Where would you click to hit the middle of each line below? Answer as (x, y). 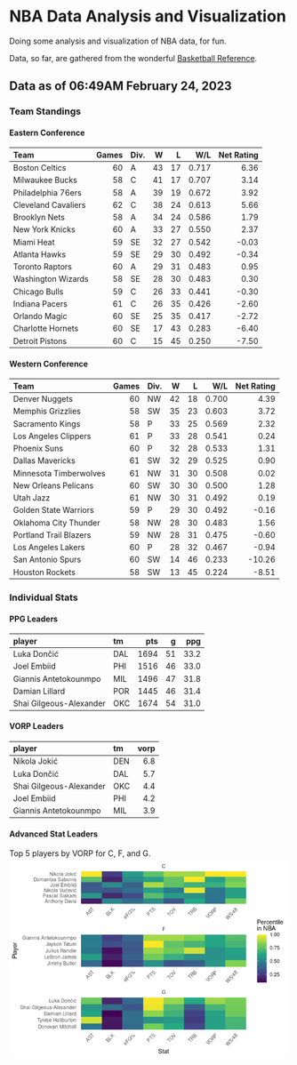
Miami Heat (34, 242)
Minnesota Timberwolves (59, 473)
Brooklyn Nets (39, 217)
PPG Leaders (34, 619)
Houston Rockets (44, 572)
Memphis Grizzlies (47, 412)
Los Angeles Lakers (49, 548)
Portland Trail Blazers (52, 534)
